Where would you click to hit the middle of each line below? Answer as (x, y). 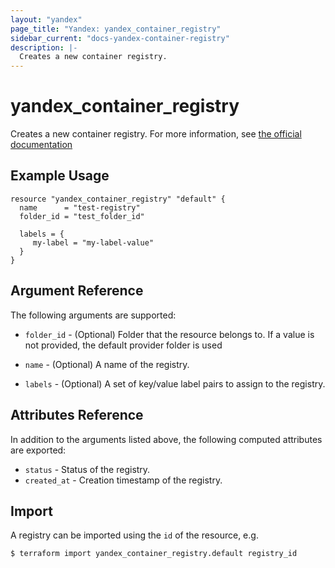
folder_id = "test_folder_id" (82, 216)
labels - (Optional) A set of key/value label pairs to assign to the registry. (175, 383)
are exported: (38, 450)
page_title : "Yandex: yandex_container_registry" (116, 29)
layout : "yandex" (46, 19)
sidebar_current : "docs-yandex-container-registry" (120, 38)
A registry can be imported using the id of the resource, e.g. (134, 535)
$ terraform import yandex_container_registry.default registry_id (154, 554)
